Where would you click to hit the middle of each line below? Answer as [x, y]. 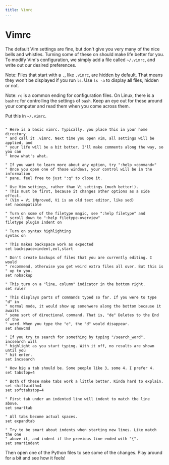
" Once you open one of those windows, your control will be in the [79, 169]
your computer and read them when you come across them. [68, 106]
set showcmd [18, 328]
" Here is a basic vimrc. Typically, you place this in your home [76, 129]
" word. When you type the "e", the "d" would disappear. [67, 324]
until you [16, 350]
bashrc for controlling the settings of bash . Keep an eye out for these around [84, 100]
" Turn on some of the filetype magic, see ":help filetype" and [75, 213]
